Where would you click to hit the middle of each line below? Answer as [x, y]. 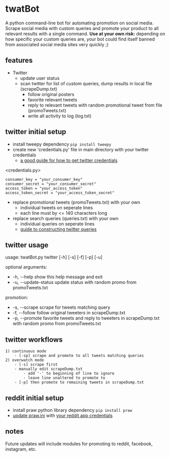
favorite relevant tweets [53, 100]
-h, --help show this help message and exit [58, 277]
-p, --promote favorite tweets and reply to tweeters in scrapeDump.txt [86, 318]
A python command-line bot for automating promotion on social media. [79, 23]
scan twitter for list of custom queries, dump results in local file [86, 83]
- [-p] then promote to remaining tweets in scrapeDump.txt [79, 382]
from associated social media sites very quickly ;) [57, 44]
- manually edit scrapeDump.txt [48, 369]
